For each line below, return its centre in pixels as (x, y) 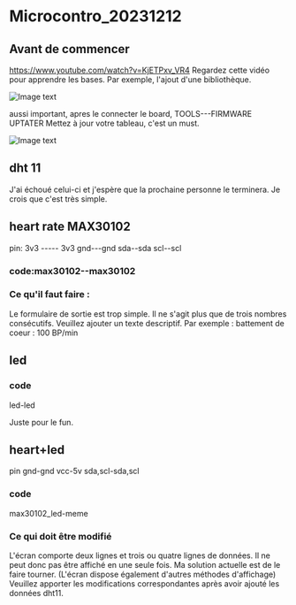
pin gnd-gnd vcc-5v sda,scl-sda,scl (74, 471)
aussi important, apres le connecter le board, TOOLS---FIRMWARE (131, 114)
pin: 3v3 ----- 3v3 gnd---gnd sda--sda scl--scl (95, 248)
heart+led (37, 450)
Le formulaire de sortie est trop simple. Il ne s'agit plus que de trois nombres (148, 314)
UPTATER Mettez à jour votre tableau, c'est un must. (105, 123)
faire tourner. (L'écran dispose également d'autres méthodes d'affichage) (143, 574)
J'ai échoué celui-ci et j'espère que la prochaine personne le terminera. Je (145, 189)
